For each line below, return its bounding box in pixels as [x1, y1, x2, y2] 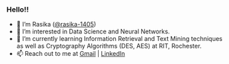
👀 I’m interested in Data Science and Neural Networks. [16, 27, 170, 35]
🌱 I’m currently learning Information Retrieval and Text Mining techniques [16, 35, 223, 43]
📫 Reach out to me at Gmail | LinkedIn [16, 50, 125, 58]
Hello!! [6, 5, 29, 14]
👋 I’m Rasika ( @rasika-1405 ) [16, 20, 97, 29]
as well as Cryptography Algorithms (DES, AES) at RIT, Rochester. [16, 42, 202, 50]
